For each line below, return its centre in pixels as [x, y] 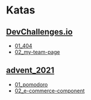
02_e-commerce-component [50, 91]
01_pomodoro [31, 84]
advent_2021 [30, 70]
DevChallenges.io [39, 32]
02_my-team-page [37, 52]
